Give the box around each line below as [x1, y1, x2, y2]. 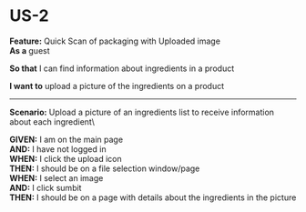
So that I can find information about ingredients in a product [9, 63, 235, 74]
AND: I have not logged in [9, 143, 107, 155]
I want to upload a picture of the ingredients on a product [9, 80, 225, 91]
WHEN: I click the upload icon [9, 153, 123, 164]
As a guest [9, 45, 50, 56]
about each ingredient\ [9, 116, 96, 127]
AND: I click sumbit [9, 182, 82, 193]
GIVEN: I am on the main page [9, 134, 124, 145]
